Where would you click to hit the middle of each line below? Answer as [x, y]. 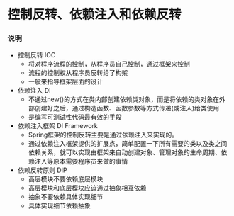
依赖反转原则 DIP [42, 170]
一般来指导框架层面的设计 [66, 81]
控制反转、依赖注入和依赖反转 [95, 15]
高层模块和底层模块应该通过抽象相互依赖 [87, 188]
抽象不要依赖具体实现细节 [66, 197]
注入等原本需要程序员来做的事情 [81, 161]
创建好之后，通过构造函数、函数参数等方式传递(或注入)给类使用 [127, 108]
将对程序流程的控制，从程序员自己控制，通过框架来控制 [109, 64]
